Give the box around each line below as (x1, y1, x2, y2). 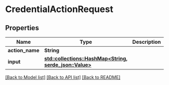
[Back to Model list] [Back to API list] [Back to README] (5, 74, 121, 80)
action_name (8, 47, 40, 54)
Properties (5, 24, 39, 32)
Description (132, 39, 161, 45)
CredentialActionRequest (5, 4, 114, 15)
